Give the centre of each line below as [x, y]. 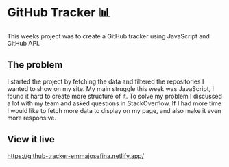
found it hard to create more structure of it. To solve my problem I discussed [115, 96]
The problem [35, 65]
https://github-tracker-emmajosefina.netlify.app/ [75, 156]
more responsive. [32, 118]
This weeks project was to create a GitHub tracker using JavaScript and [109, 36]
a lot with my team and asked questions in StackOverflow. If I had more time [114, 103]
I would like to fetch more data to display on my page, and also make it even [114, 110]
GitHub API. [24, 43]
